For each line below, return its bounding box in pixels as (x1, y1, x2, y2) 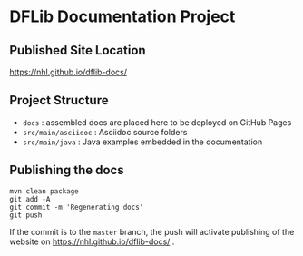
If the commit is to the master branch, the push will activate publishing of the (9, 226, 295, 237)
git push (9, 211, 43, 220)
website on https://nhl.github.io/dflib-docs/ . (9, 236, 175, 247)
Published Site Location (9, 43, 147, 58)
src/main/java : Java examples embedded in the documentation (22, 136, 263, 147)
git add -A (9, 194, 51, 203)
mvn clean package (9, 186, 79, 196)
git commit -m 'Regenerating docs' (9, 202, 144, 212)
